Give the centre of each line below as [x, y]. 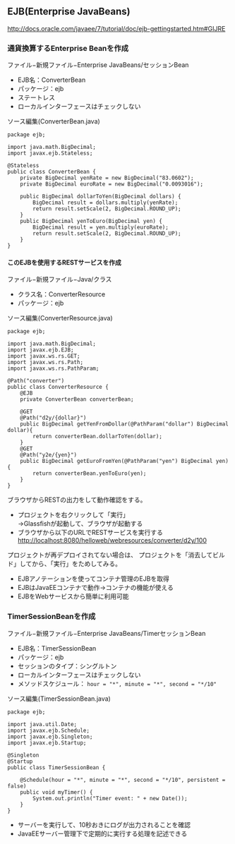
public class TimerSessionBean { [56, 767]
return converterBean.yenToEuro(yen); [90, 474]
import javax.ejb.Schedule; [49, 730]
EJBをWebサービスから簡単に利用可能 [73, 596]
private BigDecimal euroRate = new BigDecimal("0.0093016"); [112, 184]
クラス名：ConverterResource [61, 294]
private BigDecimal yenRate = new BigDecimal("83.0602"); [107, 178]
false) [17, 786]
